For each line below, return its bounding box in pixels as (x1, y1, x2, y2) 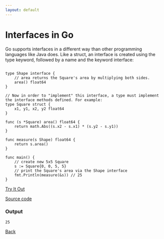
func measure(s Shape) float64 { (5, 137, 76, 142)
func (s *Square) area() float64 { (5, 119, 80, 124)
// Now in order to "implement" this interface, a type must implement (5, 93, 159, 98)
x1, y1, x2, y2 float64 (14, 106, 65, 111)
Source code (5, 196, 32, 202)
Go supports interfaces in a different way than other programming (5, 46, 142, 52)
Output (5, 208, 23, 215)
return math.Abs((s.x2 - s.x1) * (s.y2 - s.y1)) (14, 124, 119, 129)
